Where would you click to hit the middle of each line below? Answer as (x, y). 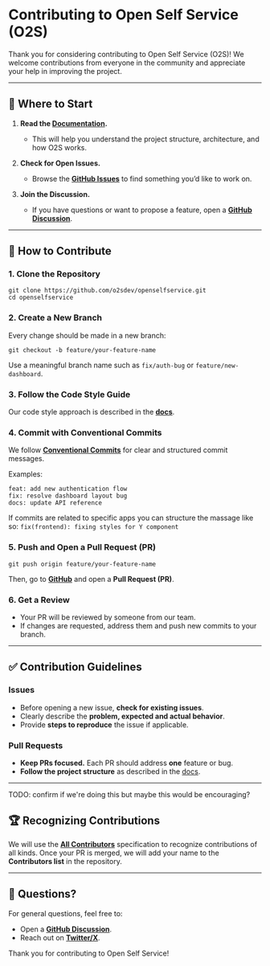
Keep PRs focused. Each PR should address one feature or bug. (127, 763)
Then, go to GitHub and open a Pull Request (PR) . (91, 579)
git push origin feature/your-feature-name (82, 564)
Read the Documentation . (63, 123)
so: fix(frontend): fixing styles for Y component (94, 526)
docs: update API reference (55, 503)
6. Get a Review (39, 600)
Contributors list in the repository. (65, 861)
